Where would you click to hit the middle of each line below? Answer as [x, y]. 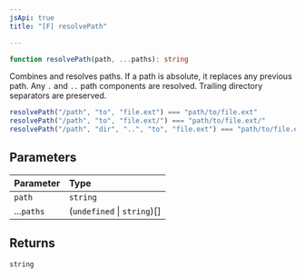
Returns [33, 243]
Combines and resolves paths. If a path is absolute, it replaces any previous [151, 76]
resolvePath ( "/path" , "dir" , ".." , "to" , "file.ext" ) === [121, 129]
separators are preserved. [58, 95]
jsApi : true [32, 18]
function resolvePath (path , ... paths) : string [99, 59]
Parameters [43, 158]
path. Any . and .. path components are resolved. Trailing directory [136, 86]
